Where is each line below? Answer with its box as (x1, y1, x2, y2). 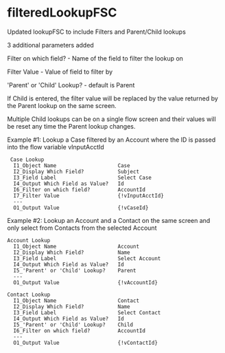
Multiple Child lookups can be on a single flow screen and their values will (7, 115, 216, 123)
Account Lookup (7, 237, 51, 244)
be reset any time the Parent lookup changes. (7, 122, 136, 130)
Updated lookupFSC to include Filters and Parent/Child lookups (7, 28, 187, 36)
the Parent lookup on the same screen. (7, 101, 117, 109)
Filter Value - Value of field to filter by (7, 67, 113, 76)
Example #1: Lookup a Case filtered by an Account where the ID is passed (7, 136, 216, 144)
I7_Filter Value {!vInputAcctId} (13, 192, 165, 199)
